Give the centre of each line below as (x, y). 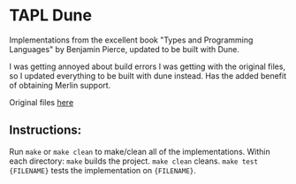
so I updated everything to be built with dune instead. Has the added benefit (148, 75)
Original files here (42, 102)
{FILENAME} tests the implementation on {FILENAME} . (103, 170)
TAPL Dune (51, 15)
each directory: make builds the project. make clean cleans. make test (134, 161)
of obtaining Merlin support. (60, 85)
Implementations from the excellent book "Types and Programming (131, 40)
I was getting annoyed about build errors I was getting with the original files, (147, 66)
